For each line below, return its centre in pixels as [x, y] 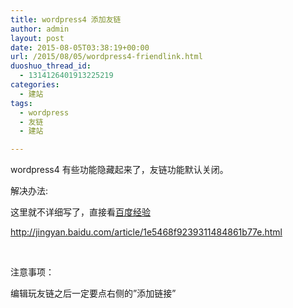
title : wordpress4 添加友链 [66, 19]
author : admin [40, 29]
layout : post [37, 38]
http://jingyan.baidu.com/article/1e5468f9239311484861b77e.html [146, 232]
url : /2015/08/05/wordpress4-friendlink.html [106, 57]
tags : [21, 103]
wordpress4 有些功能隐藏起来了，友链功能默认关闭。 [119, 170]
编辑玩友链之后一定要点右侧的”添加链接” [93, 293]
